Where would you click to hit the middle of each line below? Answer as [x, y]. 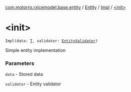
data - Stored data [24, 74]
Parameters [20, 63]
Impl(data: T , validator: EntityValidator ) [52, 41]
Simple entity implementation [36, 50]
